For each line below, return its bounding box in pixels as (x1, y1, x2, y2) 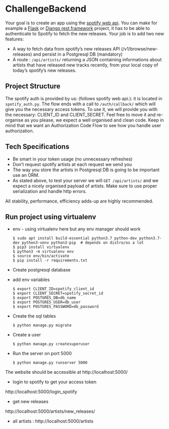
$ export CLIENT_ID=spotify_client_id (12, 287, 94, 292)
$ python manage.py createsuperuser (12, 341, 90, 347)
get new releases (12, 399, 49, 405)
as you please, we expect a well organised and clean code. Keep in (24, 117, 164, 123)
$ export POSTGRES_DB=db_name (12, 295, 77, 300)
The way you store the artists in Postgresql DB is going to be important (12, 167, 160, 173)
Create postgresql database (12, 267, 71, 273)
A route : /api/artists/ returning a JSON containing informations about (12, 56, 162, 62)
